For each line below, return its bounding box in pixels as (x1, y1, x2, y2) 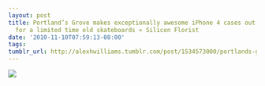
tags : (8, 41, 26, 48)
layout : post (8, 11, 51, 20)
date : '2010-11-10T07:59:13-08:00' (8, 33, 125, 41)
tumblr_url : (8, 48, 47, 56)
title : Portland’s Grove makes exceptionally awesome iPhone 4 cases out (8, 19, 256, 27)
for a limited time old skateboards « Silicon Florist (15, 26, 200, 34)
